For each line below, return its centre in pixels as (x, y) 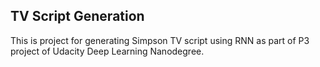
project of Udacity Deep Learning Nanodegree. (107, 51)
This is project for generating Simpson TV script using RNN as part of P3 (160, 40)
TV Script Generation (77, 16)
